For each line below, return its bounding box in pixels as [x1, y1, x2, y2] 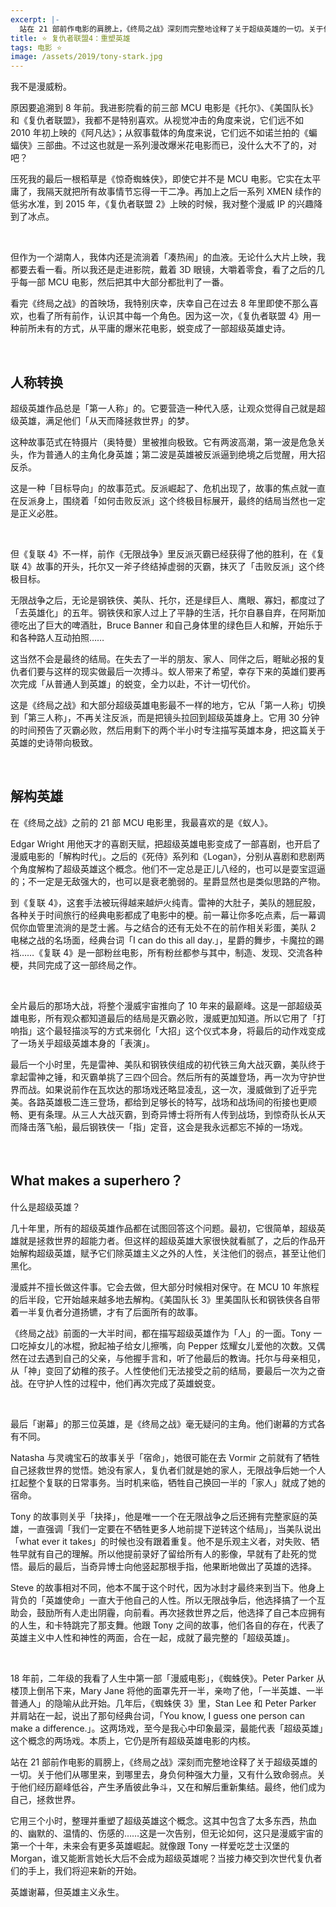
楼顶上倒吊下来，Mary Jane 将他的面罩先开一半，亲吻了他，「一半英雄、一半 [10, 1684, 325, 1696]
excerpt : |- [10, 14, 60, 25]
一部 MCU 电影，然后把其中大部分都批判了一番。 [27, 276, 230, 288]
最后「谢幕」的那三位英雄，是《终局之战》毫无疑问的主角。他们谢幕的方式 [10, 1417, 317, 1430]
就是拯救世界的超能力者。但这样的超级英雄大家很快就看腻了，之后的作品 [18, 1234, 317, 1246]
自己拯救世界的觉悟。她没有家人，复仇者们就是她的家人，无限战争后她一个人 [10, 1464, 326, 1476]
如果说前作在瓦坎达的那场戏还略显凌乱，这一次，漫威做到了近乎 [44, 1083, 308, 1095]
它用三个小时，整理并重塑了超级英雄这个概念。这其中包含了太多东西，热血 [10, 1814, 317, 1826]
